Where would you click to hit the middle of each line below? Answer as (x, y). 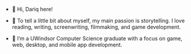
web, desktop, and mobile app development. (67, 45)
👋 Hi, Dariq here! (32, 9)
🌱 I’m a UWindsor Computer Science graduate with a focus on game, (97, 38)
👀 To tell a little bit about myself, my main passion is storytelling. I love (98, 20)
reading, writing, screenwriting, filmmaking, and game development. (96, 27)
